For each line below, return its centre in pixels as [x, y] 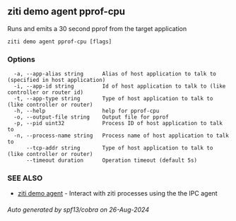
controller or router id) [45, 92]
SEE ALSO [25, 178]
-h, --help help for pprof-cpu [87, 111]
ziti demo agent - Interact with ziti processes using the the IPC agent [117, 193]
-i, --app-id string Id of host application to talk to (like [120, 86]
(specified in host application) [57, 80]
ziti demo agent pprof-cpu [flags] [60, 42]
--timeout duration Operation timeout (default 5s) [112, 161]
